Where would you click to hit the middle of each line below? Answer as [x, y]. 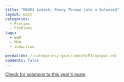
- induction [22, 47]
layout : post [19, 14]
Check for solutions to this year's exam [45, 75]
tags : [11, 33]
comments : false [22, 60]
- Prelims [20, 24]
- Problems [21, 28]
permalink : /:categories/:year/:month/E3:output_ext [61, 56]
